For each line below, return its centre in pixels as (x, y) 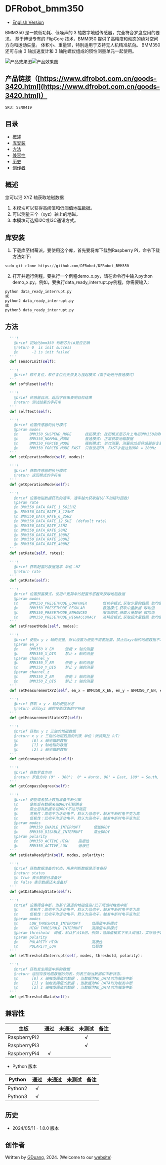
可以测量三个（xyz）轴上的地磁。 (46, 214)
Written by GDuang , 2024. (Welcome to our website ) (59, 1157)
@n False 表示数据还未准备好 (41, 882)
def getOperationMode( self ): (40, 485)
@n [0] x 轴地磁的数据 (41, 740)
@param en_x (26, 644)
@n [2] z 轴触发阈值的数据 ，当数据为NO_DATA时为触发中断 (73, 988)
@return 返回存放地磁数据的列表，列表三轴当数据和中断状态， (69, 974)
